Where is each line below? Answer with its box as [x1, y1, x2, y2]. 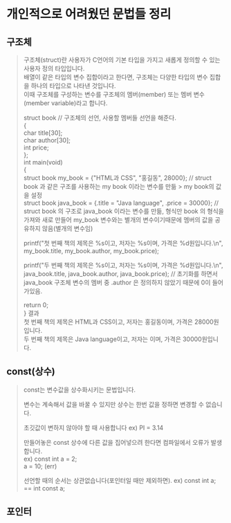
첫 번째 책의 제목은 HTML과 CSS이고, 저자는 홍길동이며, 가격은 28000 [23, 318, 214, 326]
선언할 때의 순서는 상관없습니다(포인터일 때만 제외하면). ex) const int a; [23, 476, 216, 484]
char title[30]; [23, 129, 63, 137]
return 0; [23, 301, 49, 309]
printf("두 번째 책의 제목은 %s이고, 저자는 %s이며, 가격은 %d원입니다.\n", [23, 261, 223, 269]
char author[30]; [23, 136, 71, 144]
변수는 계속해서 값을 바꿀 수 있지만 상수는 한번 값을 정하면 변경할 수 [23, 400, 205, 408]
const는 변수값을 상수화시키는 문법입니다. [23, 385, 136, 394]
